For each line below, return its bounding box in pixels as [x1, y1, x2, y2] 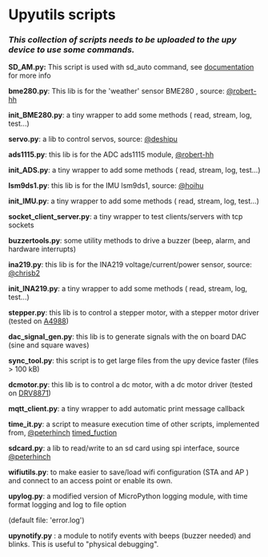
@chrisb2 [8, 268, 41, 278]
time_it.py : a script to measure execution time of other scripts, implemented [8, 419, 260, 429]
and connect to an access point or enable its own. [8, 476, 174, 486]
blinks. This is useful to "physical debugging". [8, 539, 159, 549]
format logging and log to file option [8, 500, 126, 510]
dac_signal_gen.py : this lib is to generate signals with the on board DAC [8, 332, 246, 342]
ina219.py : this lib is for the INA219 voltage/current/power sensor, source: [8, 260, 252, 270]
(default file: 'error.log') [8, 515, 86, 525]
